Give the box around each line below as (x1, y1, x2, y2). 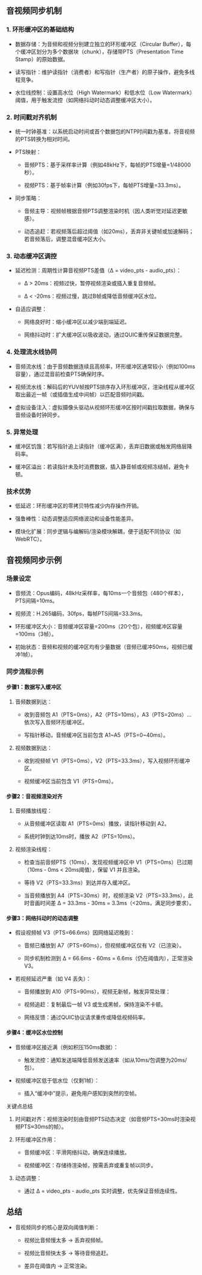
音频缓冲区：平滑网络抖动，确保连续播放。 (24, 1148, 130, 1156)
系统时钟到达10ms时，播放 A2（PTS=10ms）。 (24, 833, 139, 840)
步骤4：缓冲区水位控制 (6, 1029, 63, 1036)
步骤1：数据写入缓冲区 (6, 684, 62, 691)
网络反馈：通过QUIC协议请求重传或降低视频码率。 (24, 1013, 149, 1021)
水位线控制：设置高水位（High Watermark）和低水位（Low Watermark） (14, 88, 195, 96)
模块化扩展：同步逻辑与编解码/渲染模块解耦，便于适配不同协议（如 (14, 528, 181, 535)
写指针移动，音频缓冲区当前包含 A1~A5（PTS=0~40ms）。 (24, 731, 169, 739)
